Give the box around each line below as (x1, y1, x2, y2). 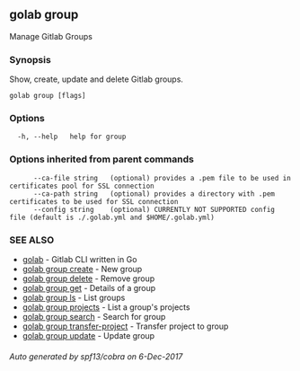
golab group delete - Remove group (22, 273, 155, 284)
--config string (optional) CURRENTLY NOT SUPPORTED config (32, 205, 276, 214)
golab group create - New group (22, 264, 143, 274)
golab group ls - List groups (22, 292, 126, 303)
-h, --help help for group (17, 132, 127, 142)
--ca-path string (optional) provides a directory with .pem (32, 189, 276, 199)
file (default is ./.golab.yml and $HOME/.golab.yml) (9, 213, 216, 222)
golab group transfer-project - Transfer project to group (22, 321, 229, 331)
